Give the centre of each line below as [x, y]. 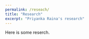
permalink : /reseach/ [27, 10]
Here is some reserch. [28, 33]
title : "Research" [24, 14]
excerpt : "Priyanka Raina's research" [45, 19]
